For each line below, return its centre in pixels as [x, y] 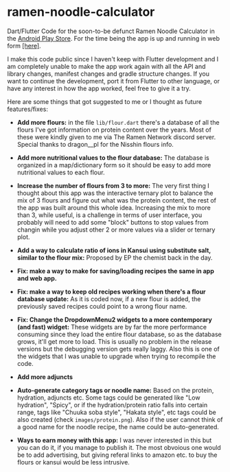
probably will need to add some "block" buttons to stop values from [113, 222]
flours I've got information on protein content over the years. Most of [114, 130]
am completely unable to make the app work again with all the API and [106, 66]
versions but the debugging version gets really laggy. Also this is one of [118, 349]
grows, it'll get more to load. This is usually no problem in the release [114, 341]
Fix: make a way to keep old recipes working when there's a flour [111, 291]
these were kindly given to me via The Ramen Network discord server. [116, 137]
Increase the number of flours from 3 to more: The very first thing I [113, 185]
